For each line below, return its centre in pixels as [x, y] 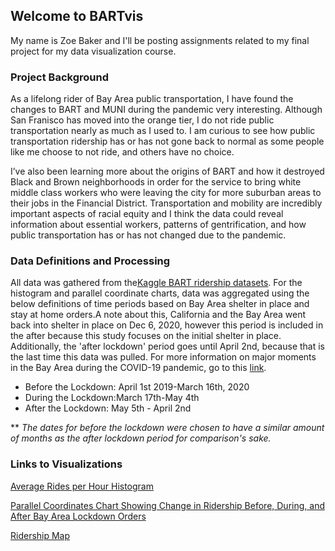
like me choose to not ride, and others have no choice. [122, 152]
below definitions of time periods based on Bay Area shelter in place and [160, 304]
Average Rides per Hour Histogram [82, 486]
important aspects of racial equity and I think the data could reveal [147, 214]
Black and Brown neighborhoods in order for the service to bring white [156, 182]
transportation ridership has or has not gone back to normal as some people [167, 141]
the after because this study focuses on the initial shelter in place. [146, 336]
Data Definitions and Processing [90, 261]
